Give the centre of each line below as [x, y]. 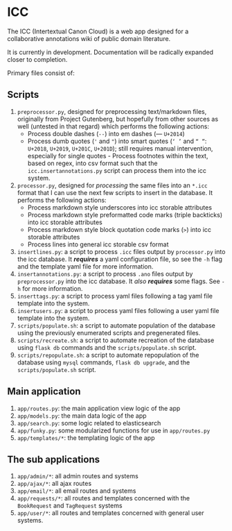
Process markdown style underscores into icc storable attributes [120, 207]
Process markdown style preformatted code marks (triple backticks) [125, 214]
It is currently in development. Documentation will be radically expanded [110, 52]
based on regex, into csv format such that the [92, 163]
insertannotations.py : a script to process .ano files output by [105, 273]
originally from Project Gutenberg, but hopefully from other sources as [118, 119]
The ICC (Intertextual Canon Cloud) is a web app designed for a [98, 31]
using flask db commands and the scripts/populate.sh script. [107, 347]
